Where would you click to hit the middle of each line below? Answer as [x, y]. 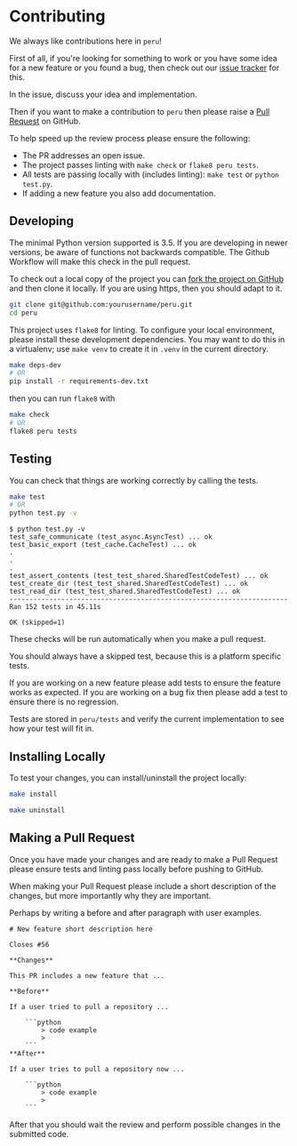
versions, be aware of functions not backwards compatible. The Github [139, 252]
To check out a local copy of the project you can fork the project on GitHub [147, 278]
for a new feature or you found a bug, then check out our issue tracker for [144, 68]
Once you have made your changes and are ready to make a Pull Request [144, 859]
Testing [31, 459]
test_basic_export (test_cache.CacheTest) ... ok [103, 545]
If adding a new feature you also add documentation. [119, 193]
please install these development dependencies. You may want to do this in [147, 339]
